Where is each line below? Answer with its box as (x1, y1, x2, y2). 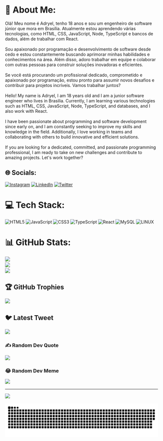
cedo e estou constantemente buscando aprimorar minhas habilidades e (5, 51, 150, 57)
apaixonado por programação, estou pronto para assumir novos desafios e (5, 77, 155, 83)
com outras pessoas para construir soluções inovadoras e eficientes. (5, 62, 143, 68)
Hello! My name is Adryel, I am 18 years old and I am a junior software (5, 92, 144, 99)
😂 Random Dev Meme (5, 368, 59, 374)
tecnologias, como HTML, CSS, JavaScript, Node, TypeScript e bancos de (5, 31, 154, 36)
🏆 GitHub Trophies (5, 283, 65, 291)
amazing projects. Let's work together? (5, 154, 83, 160)
